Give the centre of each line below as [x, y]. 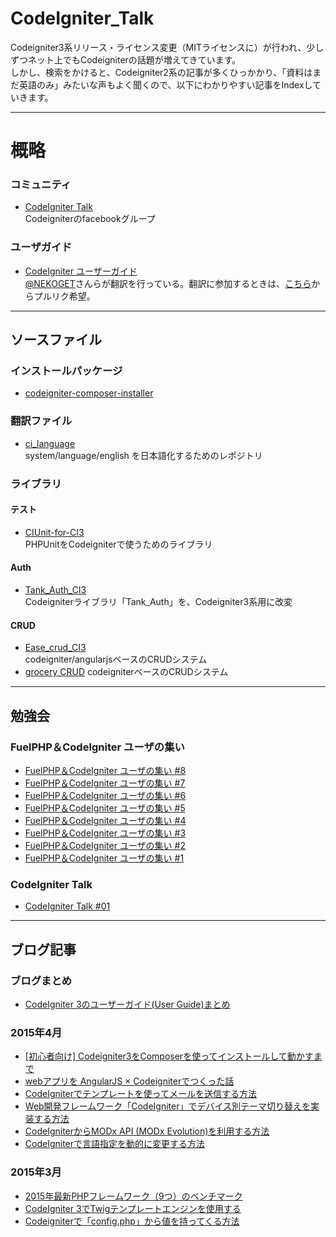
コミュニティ [41, 185]
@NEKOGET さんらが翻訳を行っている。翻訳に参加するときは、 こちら [168, 283]
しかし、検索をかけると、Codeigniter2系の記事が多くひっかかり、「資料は [161, 72]
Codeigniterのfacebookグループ [90, 219]
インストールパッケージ [66, 371]
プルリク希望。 [64, 296]
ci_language [50, 443]
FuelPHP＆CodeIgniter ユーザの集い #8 [105, 770]
